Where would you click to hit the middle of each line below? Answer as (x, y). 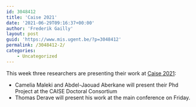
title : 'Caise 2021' (32, 17)
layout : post (22, 34)
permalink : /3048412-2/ (36, 45)
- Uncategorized (37, 56)
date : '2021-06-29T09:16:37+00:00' (50, 23)
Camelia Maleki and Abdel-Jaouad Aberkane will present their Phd (97, 85)
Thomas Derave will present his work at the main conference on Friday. (102, 97)
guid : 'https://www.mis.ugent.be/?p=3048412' (64, 39)
